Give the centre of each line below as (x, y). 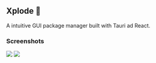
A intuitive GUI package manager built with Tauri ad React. (78, 25)
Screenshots (25, 41)
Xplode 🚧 (23, 11)
